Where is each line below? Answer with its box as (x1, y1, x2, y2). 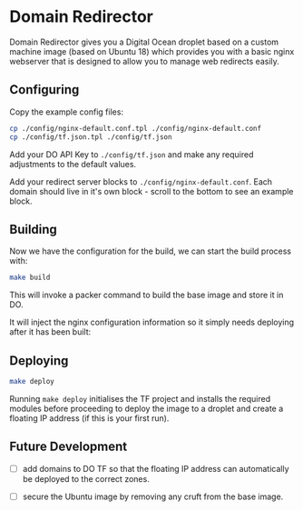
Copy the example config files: (9, 106, 124, 117)
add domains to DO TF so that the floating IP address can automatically (22, 463, 289, 474)
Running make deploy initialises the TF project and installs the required (9, 393, 271, 404)
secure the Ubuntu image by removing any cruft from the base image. (22, 491, 284, 502)
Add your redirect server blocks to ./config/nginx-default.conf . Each (9, 175, 273, 187)
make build (9, 273, 51, 283)
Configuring (9, 82, 80, 97)
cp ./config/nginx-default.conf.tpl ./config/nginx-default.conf (9, 124, 261, 133)
